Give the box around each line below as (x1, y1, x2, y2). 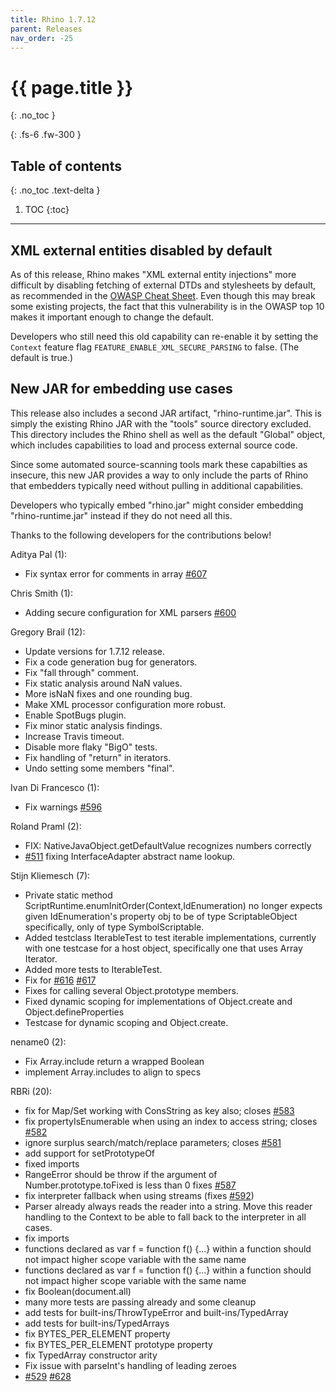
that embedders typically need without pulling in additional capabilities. (10, 479, 304, 491)
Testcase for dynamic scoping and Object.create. (24, 1016, 229, 1028)
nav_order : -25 (10, 33, 74, 43)
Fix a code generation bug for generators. (24, 656, 198, 668)
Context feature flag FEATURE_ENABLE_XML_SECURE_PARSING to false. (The (10, 341, 300, 353)
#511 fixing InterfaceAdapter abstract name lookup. (24, 850, 236, 862)
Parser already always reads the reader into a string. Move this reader (24, 1200, 313, 1212)
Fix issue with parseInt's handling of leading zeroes (24, 1359, 237, 1371)
